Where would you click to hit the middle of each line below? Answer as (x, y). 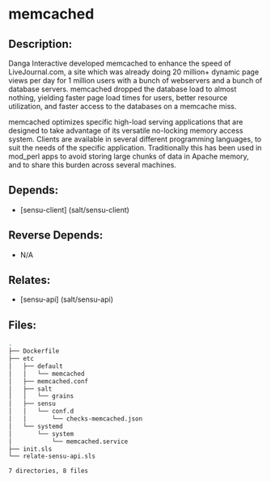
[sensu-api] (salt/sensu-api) (67, 299)
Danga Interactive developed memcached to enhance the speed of (120, 63)
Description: (40, 44)
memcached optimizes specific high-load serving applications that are (126, 122)
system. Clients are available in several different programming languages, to (135, 139)
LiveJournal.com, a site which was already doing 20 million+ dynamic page (134, 72)
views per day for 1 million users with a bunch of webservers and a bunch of (135, 80)
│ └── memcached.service (68, 442)
